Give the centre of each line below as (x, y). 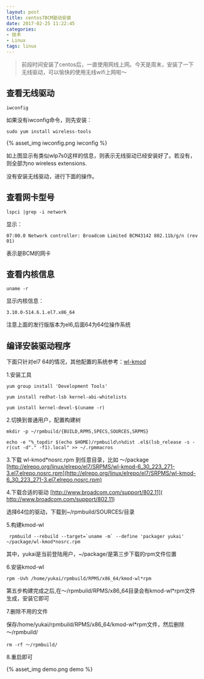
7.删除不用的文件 (27, 612)
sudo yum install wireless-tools (49, 131)
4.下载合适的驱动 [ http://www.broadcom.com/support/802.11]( (85, 492)
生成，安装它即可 (28, 599)
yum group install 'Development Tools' (57, 387)
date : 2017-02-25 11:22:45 (41, 23)
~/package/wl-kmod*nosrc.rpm (43, 542)
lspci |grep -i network (37, 212)
